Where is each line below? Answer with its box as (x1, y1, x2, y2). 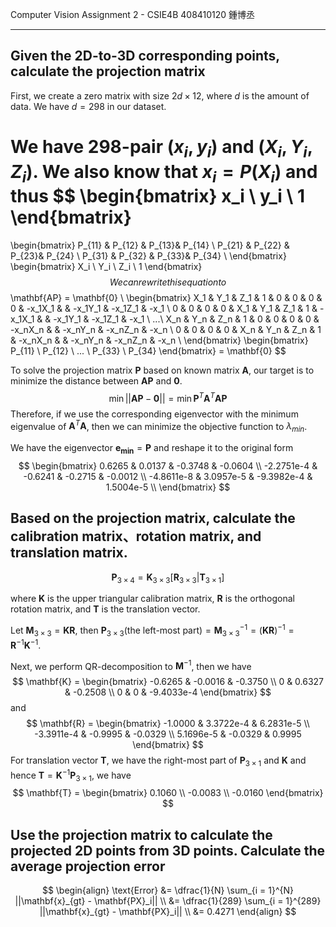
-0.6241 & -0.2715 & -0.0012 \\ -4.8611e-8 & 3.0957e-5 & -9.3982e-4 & (23, 470, 313, 482)
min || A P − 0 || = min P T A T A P (108, 390, 228, 404)
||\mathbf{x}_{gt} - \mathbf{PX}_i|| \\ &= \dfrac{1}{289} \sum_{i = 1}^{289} (14, 895, 322, 907)
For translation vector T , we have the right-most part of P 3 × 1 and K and (10, 754, 307, 769)
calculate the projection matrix (10, 63, 206, 80)
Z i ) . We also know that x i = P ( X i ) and (10, 160, 318, 187)
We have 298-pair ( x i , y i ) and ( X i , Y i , (10, 136, 313, 162)
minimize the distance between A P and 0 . (10, 374, 183, 387)
